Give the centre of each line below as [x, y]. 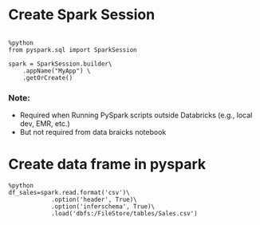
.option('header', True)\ [94, 200]
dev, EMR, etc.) [45, 124]
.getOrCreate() [48, 77]
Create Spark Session [82, 15]
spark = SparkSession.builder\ [60, 64]
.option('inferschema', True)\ [103, 207]
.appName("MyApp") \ [57, 71]
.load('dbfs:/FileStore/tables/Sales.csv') [124, 214]
